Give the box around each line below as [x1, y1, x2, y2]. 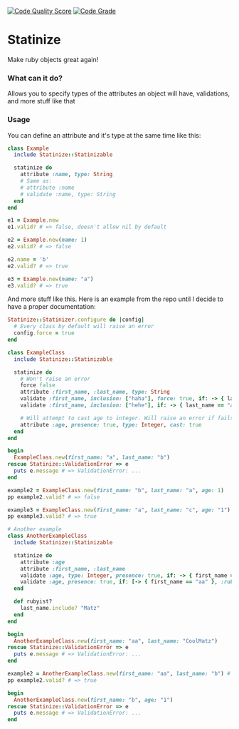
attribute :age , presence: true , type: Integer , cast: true [20, 421, 202, 428]
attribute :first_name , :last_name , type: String [20, 389, 171, 396]
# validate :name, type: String [20, 190, 116, 198]
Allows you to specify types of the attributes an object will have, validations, [7, 89, 230, 98]
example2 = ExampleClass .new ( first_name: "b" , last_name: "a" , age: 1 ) [7, 486, 224, 494]
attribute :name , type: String [20, 171, 113, 178]
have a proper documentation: [7, 302, 96, 311]
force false [20, 382, 55, 389]
